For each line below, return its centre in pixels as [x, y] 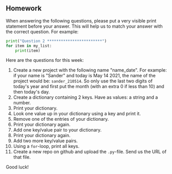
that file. [22, 157]
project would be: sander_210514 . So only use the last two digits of [83, 81]
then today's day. [31, 92]
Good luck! [17, 167]
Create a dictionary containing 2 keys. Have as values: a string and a [85, 97]
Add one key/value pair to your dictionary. [57, 130]
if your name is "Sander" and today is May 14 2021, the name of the [84, 76]
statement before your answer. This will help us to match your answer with [84, 26]
